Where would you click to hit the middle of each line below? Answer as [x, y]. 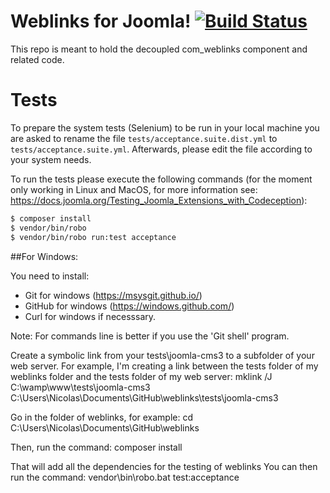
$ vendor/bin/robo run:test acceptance [93, 237]
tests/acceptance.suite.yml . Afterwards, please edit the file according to [161, 149]
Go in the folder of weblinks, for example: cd [102, 417]
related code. [37, 59]
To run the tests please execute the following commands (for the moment [161, 179]
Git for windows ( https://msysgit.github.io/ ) [113, 295]
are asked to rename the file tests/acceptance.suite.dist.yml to [144, 138]
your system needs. [51, 159]
